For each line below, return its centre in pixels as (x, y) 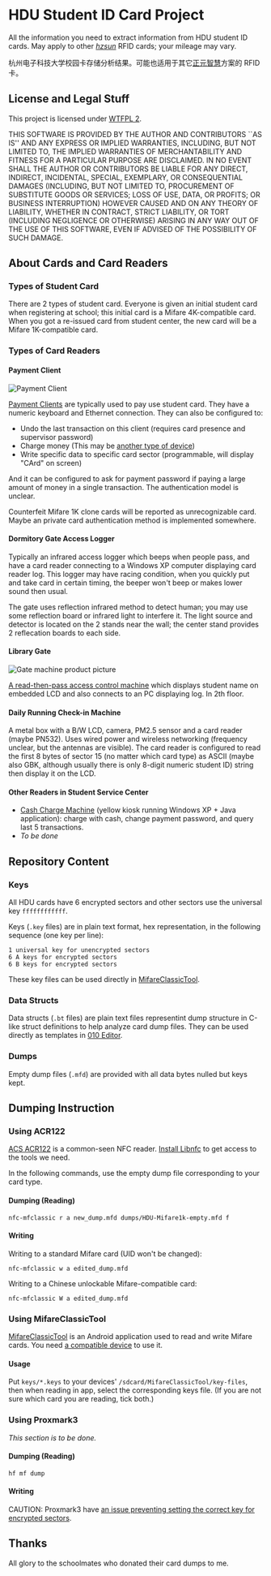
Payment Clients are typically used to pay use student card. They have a (129, 404)
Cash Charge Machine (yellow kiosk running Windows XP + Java (128, 810)
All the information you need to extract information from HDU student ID (128, 37)
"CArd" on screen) (51, 463)
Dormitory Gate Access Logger (61, 539)
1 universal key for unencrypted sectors (79, 950)
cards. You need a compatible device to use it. (86, 1346)
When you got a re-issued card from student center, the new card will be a (133, 321)
